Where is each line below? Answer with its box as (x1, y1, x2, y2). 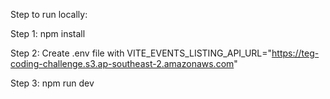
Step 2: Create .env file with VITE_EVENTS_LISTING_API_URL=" (10, 47, 273, 59)
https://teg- (271, 47, 320, 59)
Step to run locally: (10, 9, 88, 20)
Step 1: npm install (10, 28, 86, 39)
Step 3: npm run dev (10, 77, 95, 89)
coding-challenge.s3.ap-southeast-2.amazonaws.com (10, 58, 235, 69)
